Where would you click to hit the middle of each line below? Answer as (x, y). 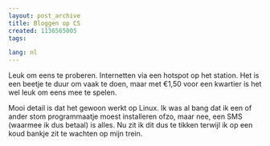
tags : (17, 38)
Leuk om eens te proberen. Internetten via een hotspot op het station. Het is (134, 75)
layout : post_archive (45, 16)
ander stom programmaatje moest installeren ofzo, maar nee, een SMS (125, 116)
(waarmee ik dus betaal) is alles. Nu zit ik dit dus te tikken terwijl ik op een (131, 125)
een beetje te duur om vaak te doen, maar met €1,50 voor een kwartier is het (135, 84)
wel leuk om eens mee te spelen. (63, 92)
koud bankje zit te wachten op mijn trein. (76, 134)
